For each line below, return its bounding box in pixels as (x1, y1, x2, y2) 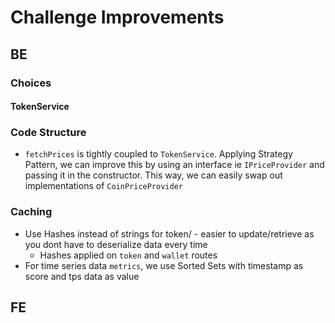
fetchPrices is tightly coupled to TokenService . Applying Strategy (24, 148, 293, 160)
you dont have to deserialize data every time (24, 238, 208, 250)
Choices (10, 76, 52, 90)
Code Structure (10, 126, 87, 140)
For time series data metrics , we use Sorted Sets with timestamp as (24, 259, 304, 271)
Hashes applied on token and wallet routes (39, 249, 218, 261)
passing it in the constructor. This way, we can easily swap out (24, 169, 283, 181)
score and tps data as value (24, 270, 140, 282)
